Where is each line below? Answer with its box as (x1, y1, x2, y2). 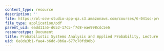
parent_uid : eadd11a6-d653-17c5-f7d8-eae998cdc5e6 (5, 25, 110, 30)
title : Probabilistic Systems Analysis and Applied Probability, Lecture (5, 34, 159, 39)
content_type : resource (5, 7, 54, 12)
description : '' (5, 12, 38, 17)
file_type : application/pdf (5, 20, 62, 26)
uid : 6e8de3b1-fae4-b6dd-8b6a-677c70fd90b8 (5, 39, 95, 44)
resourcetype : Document (5, 30, 54, 34)
